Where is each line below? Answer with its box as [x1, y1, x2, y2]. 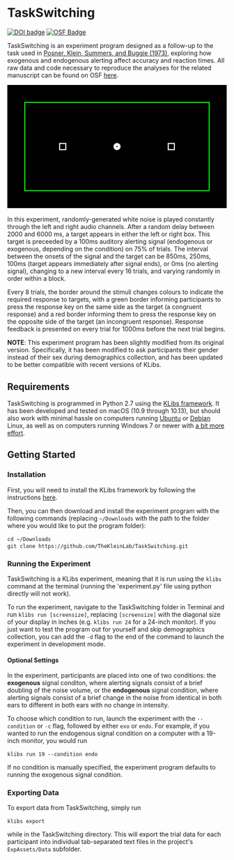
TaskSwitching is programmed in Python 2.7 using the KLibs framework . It [7, 399, 219, 407]
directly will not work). [7, 589, 71, 597]
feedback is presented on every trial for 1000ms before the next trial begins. [7, 325, 226, 334]
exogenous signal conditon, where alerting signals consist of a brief [7, 679, 203, 687]
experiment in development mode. [7, 639, 106, 648]
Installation [7, 470, 47, 480]
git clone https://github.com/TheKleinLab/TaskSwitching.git [7, 542, 189, 549]
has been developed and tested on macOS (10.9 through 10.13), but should [7, 406, 221, 415]
